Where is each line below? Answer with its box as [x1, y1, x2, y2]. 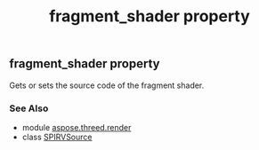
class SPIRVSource [21, 131, 93, 142]
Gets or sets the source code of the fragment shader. [9, 80, 205, 91]
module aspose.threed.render [21, 122, 132, 132]
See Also [9, 102, 49, 114]
